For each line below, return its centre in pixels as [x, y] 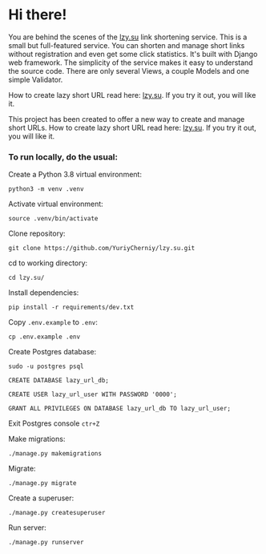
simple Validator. [36, 79]
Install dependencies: [44, 293]
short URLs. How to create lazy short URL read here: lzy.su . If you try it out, [132, 127]
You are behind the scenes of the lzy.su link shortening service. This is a [128, 37]
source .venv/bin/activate [53, 219]
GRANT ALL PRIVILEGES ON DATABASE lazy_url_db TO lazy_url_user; [119, 409]
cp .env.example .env [44, 337]
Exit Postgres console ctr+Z [54, 423]
